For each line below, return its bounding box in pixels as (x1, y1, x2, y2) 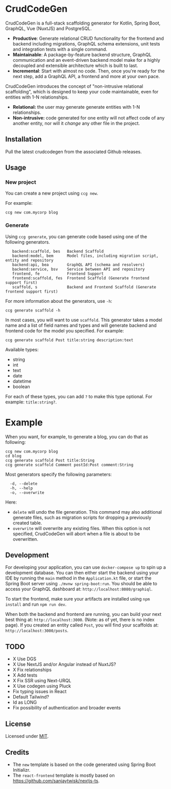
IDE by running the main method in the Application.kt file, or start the (5, 575, 152, 581)
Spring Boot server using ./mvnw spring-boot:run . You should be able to (5, 581, 157, 587)
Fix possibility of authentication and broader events (12, 705, 121, 711)
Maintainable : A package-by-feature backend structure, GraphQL (12, 52, 152, 58)
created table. (12, 519, 42, 526)
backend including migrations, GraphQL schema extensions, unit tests (12, 40, 160, 46)
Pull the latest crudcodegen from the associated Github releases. (5, 149, 142, 155)
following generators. (5, 238, 50, 245)
